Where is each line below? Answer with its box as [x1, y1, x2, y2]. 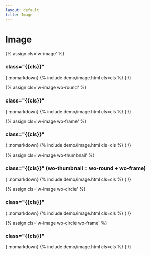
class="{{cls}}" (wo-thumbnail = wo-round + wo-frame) [5, 165, 146, 172]
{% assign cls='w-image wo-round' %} [5, 84, 87, 90]
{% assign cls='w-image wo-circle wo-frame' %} [5, 220, 107, 226]
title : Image [5, 12, 33, 17]
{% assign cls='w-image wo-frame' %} [5, 118, 87, 124]
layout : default [5, 7, 39, 13]
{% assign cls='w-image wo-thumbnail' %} [5, 152, 95, 158]
